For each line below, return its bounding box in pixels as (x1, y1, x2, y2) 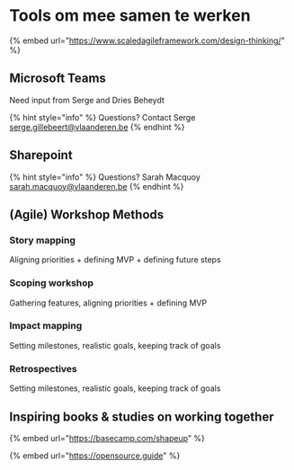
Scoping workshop (9, 277, 94, 289)
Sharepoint (9, 147, 74, 163)
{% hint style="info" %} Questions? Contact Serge (9, 111, 196, 122)
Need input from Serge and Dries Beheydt (9, 94, 165, 105)
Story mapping (9, 234, 76, 246)
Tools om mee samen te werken (9, 5, 251, 26)
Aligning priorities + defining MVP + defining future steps (9, 254, 222, 265)
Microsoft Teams (9, 71, 106, 86)
